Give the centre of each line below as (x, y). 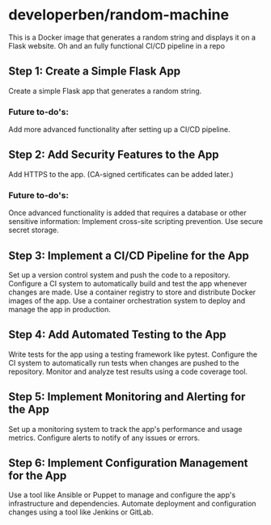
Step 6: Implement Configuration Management (128, 463)
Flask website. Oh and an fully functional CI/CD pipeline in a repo (116, 45)
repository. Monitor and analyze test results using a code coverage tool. (128, 371)
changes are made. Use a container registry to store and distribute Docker (132, 292)
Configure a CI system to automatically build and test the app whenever (128, 283)
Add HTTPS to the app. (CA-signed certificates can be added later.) (121, 174)
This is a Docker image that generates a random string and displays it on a (132, 37)
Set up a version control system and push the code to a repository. (119, 275)
